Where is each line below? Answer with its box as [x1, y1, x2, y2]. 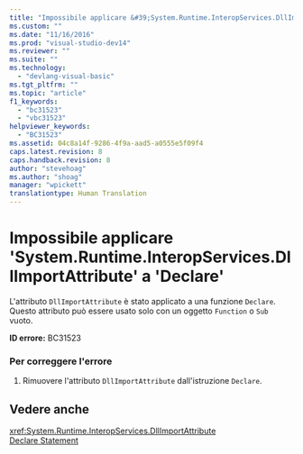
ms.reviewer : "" [9, 47, 70, 56]
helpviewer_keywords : [9, 123, 91, 132]
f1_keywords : [9, 96, 59, 106]
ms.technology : [9, 64, 67, 73]
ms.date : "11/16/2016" [9, 30, 95, 39]
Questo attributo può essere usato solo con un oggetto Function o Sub [9, 305, 269, 316]
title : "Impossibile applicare [9, 13, 127, 23]
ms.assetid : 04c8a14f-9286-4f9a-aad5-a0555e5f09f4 [9, 139, 204, 148]
